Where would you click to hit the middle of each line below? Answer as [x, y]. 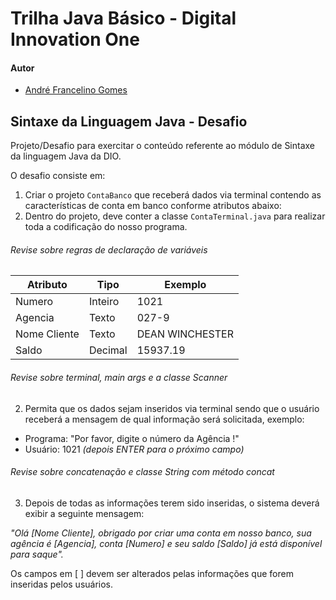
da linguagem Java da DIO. [66, 156]
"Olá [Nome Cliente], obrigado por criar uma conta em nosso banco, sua [161, 533]
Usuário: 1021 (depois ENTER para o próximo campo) [134, 449]
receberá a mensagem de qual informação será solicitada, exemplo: [164, 419]
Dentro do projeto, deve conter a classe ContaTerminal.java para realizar [175, 216]
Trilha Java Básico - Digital [123, 18]
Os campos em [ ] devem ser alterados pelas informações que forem [152, 573]
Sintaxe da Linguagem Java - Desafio [129, 121]
